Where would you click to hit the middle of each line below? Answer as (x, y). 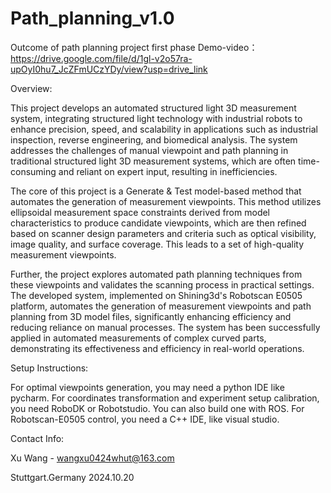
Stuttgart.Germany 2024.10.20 (72, 477)
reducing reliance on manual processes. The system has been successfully (165, 327)
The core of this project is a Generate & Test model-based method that (156, 191)
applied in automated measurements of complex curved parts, (138, 338)
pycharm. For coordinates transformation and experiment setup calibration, (165, 398)
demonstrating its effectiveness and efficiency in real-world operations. (157, 348)
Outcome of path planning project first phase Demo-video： (134, 47)
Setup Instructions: (49, 368)
